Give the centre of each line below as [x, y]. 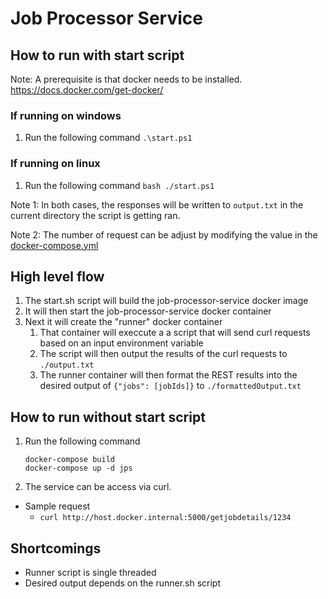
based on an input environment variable [121, 343]
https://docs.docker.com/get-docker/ [87, 90]
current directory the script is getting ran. [95, 215]
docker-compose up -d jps [78, 468]
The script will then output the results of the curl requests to [163, 354]
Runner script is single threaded [90, 573]
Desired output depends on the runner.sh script [123, 583]
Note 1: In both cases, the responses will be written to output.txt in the [157, 204]
